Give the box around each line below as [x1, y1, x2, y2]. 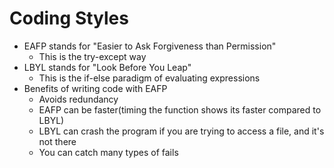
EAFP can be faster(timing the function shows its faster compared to [38, 103, 322, 116]
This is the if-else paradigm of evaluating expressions [38, 72, 261, 84]
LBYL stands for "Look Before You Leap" [23, 61, 192, 73]
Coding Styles [9, 7, 129, 30]
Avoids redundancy [38, 93, 119, 105]
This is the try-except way [38, 50, 147, 62]
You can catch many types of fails [38, 146, 179, 158]
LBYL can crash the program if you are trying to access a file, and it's [38, 125, 325, 137]
